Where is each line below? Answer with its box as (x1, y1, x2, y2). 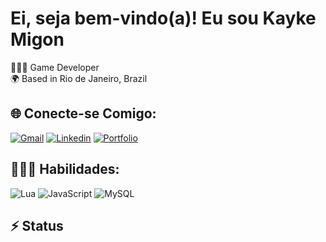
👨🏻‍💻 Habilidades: (10, 161, 120, 178)
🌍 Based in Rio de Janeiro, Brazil (10, 72, 148, 84)
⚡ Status (10, 217, 64, 234)
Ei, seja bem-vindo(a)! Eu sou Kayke (10, 7, 317, 30)
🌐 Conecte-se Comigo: (10, 105, 157, 122)
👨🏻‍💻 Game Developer (10, 61, 100, 73)
